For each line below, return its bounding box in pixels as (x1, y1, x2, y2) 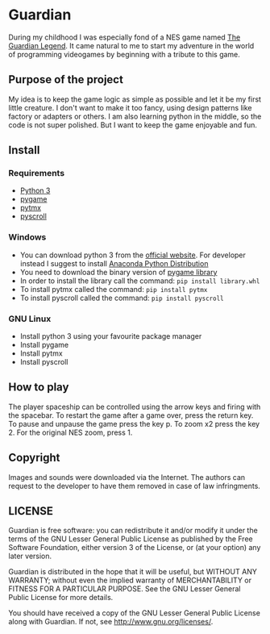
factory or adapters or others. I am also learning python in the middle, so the (8, 111, 262, 121)
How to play (8, 381, 69, 394)
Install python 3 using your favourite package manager (19, 332, 202, 341)
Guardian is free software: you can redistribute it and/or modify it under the (8, 526, 258, 536)
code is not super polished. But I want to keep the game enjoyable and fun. (8, 119, 258, 130)
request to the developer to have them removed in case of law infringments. (8, 481, 260, 490)
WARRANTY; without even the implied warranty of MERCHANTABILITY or (8, 575, 252, 586)
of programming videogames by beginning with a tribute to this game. (8, 49, 240, 59)
